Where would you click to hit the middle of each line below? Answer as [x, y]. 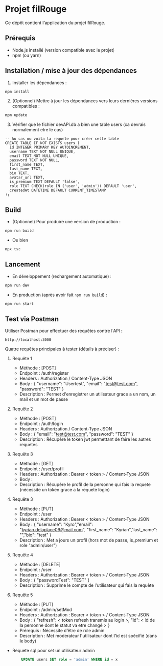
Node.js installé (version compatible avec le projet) [63, 50]
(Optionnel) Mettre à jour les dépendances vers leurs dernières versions [85, 101]
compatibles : [26, 106]
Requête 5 [23, 595]
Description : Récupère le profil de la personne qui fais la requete [85, 484]
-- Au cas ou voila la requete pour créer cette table [62, 139]
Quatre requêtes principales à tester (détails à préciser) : [62, 349]
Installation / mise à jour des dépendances [71, 71]
